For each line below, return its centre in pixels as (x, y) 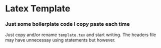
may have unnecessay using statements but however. (60, 40)
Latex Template (38, 9)
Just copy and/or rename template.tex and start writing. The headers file (81, 35)
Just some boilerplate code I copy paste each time (67, 24)
